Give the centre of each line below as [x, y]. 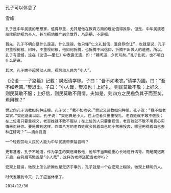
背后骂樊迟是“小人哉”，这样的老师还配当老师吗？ [64, 157]
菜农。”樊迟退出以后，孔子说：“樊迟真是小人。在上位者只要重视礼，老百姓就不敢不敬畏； [84, 116]
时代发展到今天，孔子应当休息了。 [36, 177]
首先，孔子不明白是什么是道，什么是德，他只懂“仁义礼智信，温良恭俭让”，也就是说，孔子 [86, 44]
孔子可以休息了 [21, 7]
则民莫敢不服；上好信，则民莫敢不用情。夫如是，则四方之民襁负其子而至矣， [86, 93]
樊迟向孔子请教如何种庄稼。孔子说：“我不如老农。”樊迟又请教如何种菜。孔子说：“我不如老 [86, 110]
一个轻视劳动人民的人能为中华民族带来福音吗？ [47, 142]
